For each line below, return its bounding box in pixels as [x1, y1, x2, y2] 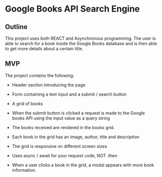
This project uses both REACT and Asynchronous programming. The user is [5, 35, 156, 41]
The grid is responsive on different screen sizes [12, 143, 107, 149]
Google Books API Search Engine [5, 3, 140, 15]
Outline [5, 23, 28, 31]
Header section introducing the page [12, 82, 86, 88]
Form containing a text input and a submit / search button [12, 91, 127, 97]
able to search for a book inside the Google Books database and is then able [5, 41, 157, 46]
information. [12, 167, 36, 173]
